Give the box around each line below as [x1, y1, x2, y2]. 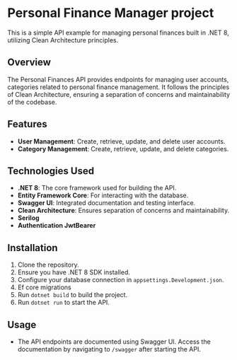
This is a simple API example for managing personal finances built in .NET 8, [7, 28, 230, 37]
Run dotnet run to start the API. [17, 298, 110, 307]
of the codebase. [7, 98, 57, 106]
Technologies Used [7, 165, 94, 177]
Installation [7, 242, 58, 254]
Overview [7, 57, 52, 69]
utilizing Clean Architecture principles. [7, 35, 119, 44]
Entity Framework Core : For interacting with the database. [17, 191, 189, 199]
